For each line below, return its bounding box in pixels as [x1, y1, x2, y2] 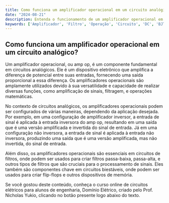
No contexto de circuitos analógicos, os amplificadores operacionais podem [5, 103, 163, 109]
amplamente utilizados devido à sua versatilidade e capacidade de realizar [5, 83, 160, 89]
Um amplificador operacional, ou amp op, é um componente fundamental [5, 61, 157, 67]
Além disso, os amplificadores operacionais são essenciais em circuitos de [5, 151, 160, 157]
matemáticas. [5, 94, 34, 100]
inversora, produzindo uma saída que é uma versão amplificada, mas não [5, 136, 157, 142]
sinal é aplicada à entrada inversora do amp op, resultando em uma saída [5, 119, 157, 125]
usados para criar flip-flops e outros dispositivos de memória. [5, 172, 133, 178]
